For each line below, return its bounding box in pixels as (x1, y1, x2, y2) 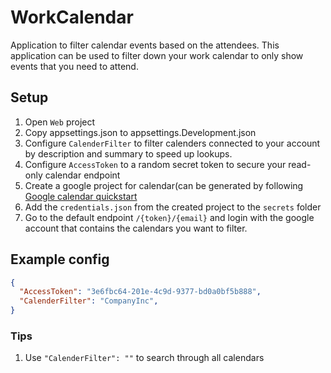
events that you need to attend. (10, 60, 139, 72)
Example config (10, 251, 110, 268)
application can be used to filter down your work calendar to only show (10, 49, 304, 61)
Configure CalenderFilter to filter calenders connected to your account (24, 137, 321, 149)
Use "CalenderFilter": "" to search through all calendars (24, 352, 265, 364)
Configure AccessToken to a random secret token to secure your (24, 158, 287, 170)
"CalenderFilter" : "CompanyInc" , (19, 296, 159, 306)
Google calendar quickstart (24, 190, 138, 202)
